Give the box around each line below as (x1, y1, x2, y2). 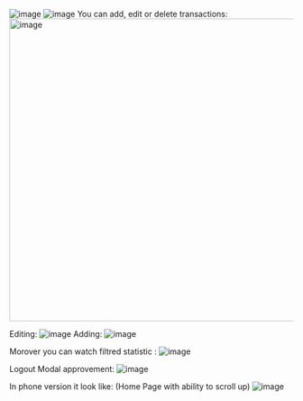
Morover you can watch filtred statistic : (9, 346, 158, 357)
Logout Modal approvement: (9, 364, 115, 374)
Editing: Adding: (9, 329, 103, 339)
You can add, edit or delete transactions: (77, 9, 228, 19)
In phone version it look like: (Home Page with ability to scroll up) (9, 381, 251, 392)
